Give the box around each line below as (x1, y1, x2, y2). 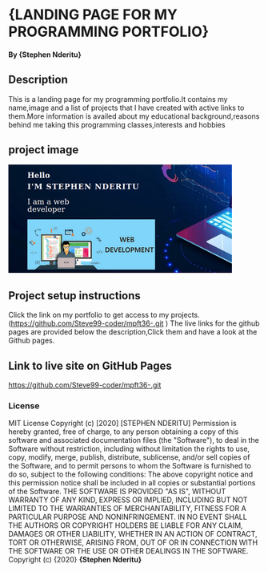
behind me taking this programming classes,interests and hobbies (8, 120, 226, 129)
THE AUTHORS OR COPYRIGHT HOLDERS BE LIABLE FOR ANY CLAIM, (8, 521, 243, 530)
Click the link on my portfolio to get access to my (8, 310, 170, 320)
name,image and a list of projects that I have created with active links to (8, 103, 245, 112)
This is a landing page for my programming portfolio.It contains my (8, 94, 228, 103)
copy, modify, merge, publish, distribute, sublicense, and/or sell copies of (8, 452, 250, 462)
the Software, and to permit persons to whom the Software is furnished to (8, 461, 252, 471)
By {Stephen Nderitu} (8, 50, 82, 59)
